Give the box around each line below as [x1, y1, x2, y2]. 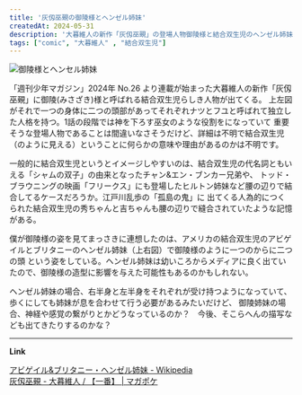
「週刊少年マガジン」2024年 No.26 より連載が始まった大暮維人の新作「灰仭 [9, 83, 292, 94]
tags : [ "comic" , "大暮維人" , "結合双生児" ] [9, 38, 166, 48]
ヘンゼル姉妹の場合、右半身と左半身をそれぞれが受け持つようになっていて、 [9, 286, 292, 297]
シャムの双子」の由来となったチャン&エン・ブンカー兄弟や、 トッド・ [32, 170, 292, 180]
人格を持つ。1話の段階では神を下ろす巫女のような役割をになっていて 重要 [16, 117, 289, 127]
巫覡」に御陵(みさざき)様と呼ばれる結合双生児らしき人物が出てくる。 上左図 [9, 94, 293, 105]
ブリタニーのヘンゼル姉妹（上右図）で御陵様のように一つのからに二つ [32, 244, 293, 256]
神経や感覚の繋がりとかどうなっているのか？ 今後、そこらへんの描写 [24, 309, 285, 320]
